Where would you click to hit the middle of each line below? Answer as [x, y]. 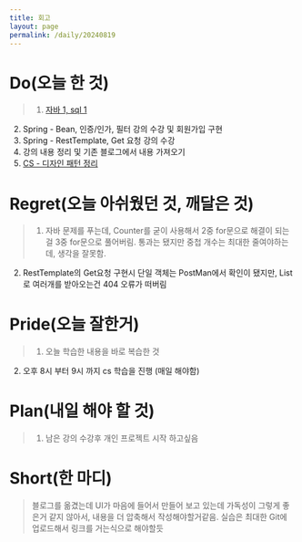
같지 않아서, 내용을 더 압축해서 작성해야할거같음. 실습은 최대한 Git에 [168, 517]
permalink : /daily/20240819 [63, 35]
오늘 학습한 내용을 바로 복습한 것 [102, 351]
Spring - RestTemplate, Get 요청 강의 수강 [99, 141]
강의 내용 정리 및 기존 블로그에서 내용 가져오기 [104, 152]
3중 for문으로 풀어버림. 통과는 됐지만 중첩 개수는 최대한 [152, 242]
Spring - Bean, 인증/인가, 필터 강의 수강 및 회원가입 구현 [122, 130]
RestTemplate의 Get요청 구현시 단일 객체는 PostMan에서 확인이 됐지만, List [157, 273]
